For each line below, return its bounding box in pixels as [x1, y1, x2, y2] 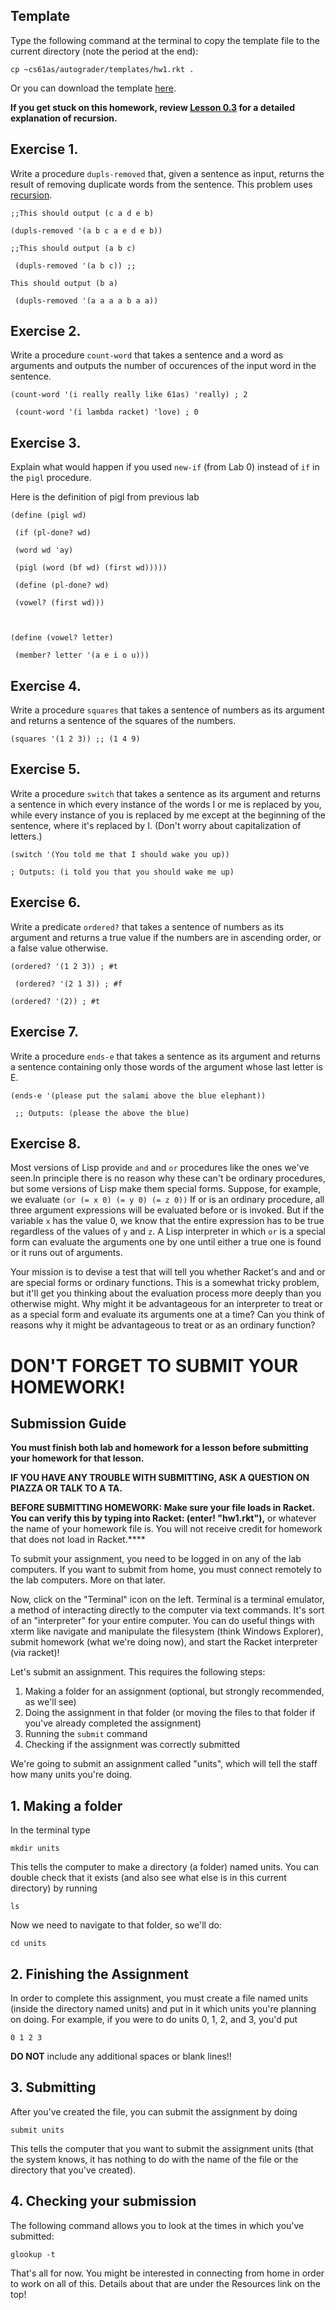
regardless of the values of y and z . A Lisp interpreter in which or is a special [10, 1225, 326, 1238]
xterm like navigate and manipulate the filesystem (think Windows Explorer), [10, 1625, 324, 1638]
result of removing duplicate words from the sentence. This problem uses [10, 178, 313, 190]
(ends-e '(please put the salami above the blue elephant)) [10, 1090, 267, 1101]
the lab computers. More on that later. [10, 1574, 166, 1586]
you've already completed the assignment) [24, 1717, 202, 1729]
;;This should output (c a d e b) [10, 208, 155, 218]
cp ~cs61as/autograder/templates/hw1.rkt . [10, 64, 195, 74]
